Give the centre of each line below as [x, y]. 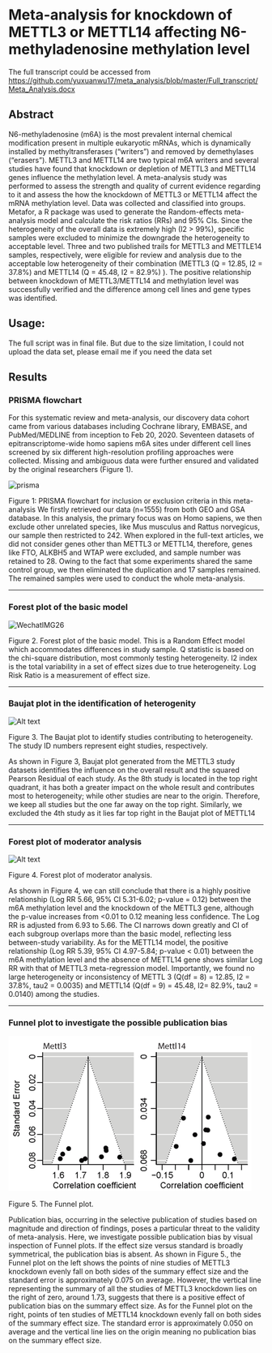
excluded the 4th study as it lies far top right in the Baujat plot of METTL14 [132, 813]
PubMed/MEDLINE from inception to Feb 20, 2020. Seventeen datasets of [132, 435]
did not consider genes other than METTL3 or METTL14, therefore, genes [131, 544]
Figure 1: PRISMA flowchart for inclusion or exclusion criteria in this [120, 501]
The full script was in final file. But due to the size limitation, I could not [126, 343]
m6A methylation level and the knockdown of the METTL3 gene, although [131, 908]
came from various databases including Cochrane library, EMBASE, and [128, 427]
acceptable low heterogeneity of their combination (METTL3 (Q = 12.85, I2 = [136, 263]
